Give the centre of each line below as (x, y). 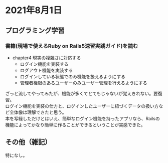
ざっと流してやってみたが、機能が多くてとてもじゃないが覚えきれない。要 (81, 93)
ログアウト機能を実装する (46, 70)
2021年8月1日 (34, 10)
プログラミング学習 (35, 30)
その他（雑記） (28, 142)
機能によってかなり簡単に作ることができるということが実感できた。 (75, 125)
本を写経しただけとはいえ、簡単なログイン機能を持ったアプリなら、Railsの (82, 118)
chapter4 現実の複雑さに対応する (47, 58)
